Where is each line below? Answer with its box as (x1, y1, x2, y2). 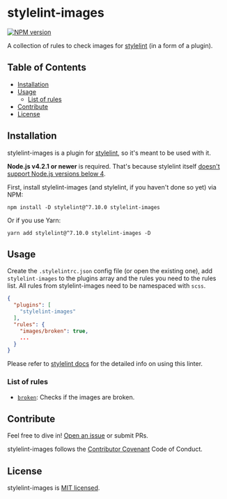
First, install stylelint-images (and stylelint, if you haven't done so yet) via (7, 183, 217, 191)
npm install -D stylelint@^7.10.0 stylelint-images (7, 204, 160, 210)
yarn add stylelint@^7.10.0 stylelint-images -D (7, 229, 151, 236)
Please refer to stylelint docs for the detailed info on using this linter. (7, 360, 203, 368)
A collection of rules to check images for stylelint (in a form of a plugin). (7, 41, 213, 49)
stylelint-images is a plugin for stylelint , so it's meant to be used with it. (7, 148, 211, 157)
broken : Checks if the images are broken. (17, 392, 135, 401)
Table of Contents (7, 61, 87, 74)
